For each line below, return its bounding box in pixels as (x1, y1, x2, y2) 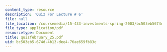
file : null (5, 16, 28, 21)
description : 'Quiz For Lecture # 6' (5, 12, 83, 17)
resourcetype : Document (5, 30, 55, 35)
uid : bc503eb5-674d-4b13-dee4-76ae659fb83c (5, 40, 97, 45)
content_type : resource (5, 7, 55, 12)
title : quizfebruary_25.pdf (5, 35, 64, 40)
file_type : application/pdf (5, 26, 64, 31)
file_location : (5, 21, 37, 26)
